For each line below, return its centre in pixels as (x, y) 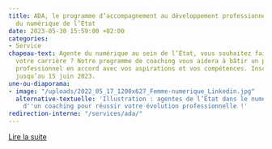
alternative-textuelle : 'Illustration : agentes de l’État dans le (132, 99)
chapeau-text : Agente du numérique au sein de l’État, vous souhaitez (130, 53)
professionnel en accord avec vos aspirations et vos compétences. (132, 69)
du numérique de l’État (55, 23)
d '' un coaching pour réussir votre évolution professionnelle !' (136, 106)
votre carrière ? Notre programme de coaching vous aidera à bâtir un (137, 62)
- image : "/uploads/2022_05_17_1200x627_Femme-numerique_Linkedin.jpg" (132, 91)
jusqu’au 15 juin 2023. (55, 76)
